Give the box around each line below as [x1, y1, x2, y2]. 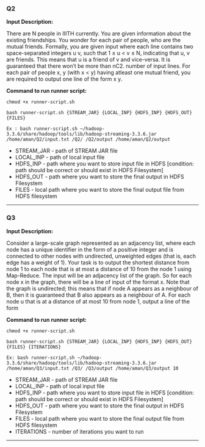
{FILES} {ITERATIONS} [6, 344, 62, 350]
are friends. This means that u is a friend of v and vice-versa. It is [6, 56, 171, 64]
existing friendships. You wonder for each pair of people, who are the [6, 37, 181, 44]
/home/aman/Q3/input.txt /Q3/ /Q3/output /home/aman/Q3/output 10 [6, 365, 179, 371]
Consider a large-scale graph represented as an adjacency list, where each [6, 239, 196, 247]
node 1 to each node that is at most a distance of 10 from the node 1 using [6, 265, 192, 272]
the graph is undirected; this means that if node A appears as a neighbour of [6, 285, 198, 292]
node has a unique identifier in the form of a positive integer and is [6, 245, 174, 253]
